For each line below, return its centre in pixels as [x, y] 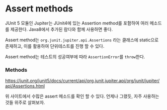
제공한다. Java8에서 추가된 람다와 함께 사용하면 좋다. [62, 29]
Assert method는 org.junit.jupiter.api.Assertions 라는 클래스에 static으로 [82, 40]
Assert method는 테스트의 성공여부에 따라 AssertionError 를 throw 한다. [75, 56]
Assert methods [39, 9]
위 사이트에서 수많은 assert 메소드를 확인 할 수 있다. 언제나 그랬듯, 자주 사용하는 [82, 96]
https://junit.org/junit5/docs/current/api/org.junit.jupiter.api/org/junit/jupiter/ [83, 81]
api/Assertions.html [25, 86]
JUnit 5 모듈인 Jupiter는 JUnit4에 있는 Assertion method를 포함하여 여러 [77, 23]
